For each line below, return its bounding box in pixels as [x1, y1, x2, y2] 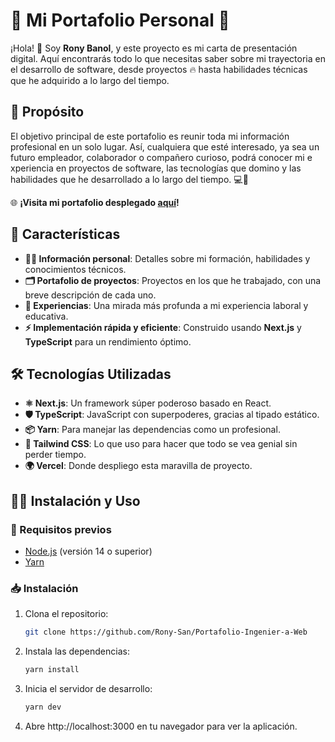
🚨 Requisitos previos [10, 522, 112, 536]
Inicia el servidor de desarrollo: [24, 683, 153, 695]
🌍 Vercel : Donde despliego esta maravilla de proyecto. [24, 460, 253, 472]
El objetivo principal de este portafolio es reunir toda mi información [10, 130, 290, 142]
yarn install [24, 665, 80, 675]
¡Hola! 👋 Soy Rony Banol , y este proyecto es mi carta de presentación [10, 42, 298, 54]
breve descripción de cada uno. [24, 289, 157, 301]
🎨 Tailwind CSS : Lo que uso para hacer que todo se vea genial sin [24, 438, 298, 450]
